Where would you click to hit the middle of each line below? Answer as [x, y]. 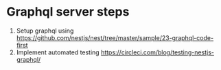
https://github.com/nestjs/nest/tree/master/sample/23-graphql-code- [115, 37]
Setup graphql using [45, 31]
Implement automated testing [58, 52]
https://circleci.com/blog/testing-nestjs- [158, 52]
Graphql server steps [68, 12]
